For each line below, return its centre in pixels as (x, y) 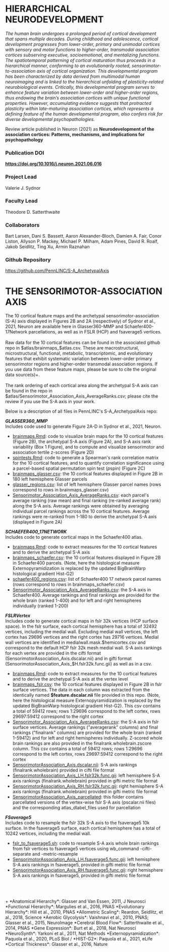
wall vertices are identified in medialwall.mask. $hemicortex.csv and (75, 642)
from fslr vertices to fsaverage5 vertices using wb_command (76, 849)
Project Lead (21, 177)
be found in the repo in (29, 391)
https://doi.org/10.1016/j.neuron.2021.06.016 (53, 164)
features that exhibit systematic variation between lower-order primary (79, 359)
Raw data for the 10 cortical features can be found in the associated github (83, 343)
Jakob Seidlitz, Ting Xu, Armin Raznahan (47, 247)
